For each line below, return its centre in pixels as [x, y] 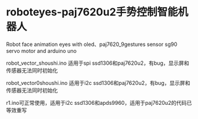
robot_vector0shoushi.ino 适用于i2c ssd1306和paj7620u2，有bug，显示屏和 [98, 82]
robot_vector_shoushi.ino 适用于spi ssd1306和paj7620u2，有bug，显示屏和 [98, 63]
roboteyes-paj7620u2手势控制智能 [92, 12]
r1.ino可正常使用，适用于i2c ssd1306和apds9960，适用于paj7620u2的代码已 [99, 103]
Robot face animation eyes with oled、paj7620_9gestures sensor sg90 [92, 44]
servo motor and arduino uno [42, 51]
